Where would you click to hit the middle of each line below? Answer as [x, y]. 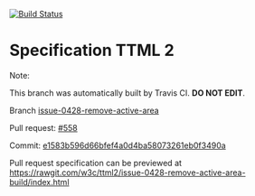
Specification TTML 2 [92, 51]
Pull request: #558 [44, 127]
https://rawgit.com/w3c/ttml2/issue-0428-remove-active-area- [127, 173]
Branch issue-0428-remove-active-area [85, 110]
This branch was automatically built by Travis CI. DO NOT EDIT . [127, 93]
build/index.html [39, 182]
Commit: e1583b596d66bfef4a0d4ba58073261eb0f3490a [118, 145]
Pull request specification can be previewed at [96, 163]
